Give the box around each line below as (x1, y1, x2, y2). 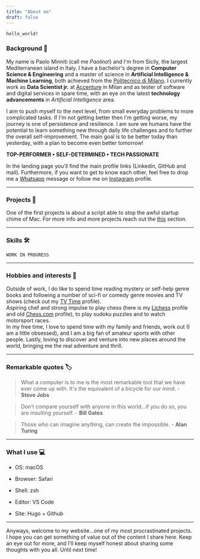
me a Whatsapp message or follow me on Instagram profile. (6, 175, 153, 182)
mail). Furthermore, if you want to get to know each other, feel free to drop (6, 168, 189, 176)
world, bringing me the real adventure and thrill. (6, 342, 123, 349)
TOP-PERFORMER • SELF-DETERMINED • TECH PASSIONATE (6, 150, 160, 158)
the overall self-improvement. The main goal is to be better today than (6, 132, 177, 140)
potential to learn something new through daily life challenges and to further (6, 126, 193, 134)
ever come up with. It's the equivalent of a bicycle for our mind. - (20, 385, 180, 392)
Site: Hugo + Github (14, 510, 64, 517)
